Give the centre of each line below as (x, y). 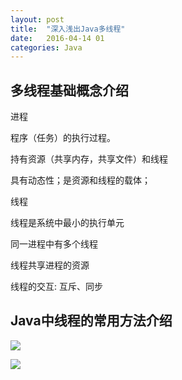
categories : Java (46, 47)
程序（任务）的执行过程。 (63, 138)
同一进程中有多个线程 (54, 244)
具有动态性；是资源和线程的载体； (80, 180)
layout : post (37, 19)
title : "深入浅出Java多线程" (68, 29)
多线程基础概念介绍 (69, 90)
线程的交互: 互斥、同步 (56, 287)
